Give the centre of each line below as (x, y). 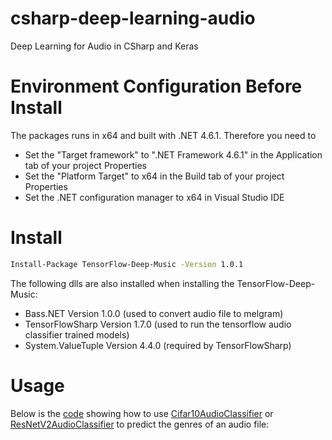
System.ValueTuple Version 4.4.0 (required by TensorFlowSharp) (158, 345)
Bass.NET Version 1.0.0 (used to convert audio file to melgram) (154, 313)
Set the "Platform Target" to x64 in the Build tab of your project (154, 176)
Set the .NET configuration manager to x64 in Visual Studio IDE (154, 197)
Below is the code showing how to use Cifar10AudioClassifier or (142, 413)
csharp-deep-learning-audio (133, 18)
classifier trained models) (77, 334)
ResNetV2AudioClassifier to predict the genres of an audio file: (140, 424)
